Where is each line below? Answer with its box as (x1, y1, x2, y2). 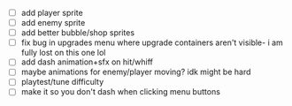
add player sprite (20, 8, 83, 18)
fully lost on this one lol (20, 48, 106, 58)
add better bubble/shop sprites (20, 27, 134, 38)
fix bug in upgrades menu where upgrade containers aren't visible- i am (20, 37, 284, 48)
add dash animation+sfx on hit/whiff (20, 57, 154, 67)
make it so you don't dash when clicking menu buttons (20, 87, 220, 97)
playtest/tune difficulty (20, 77, 104, 87)
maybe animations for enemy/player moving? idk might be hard (20, 66, 251, 78)
